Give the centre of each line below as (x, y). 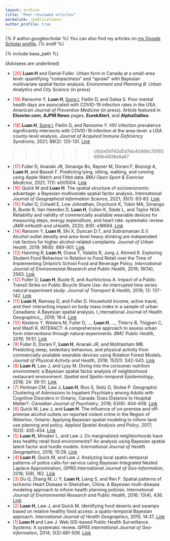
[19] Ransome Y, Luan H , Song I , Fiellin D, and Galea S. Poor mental (83, 99)
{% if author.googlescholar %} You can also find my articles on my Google (83, 39)
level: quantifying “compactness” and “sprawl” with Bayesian (76, 79)
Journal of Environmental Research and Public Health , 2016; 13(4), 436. (88, 495)
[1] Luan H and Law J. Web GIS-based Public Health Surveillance (80, 522)
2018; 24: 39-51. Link (35, 382)
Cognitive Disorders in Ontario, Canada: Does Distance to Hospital (82, 398)
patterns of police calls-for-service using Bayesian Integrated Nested (85, 463)
